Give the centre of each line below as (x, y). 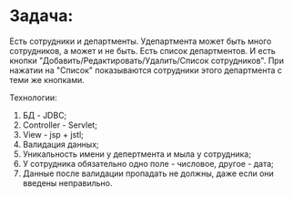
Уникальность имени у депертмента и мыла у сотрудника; (137, 154)
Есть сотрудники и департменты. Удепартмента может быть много (141, 41)
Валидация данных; (61, 144)
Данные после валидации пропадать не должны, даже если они (148, 173)
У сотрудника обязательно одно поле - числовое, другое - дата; (148, 163)
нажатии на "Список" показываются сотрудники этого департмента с (146, 70)
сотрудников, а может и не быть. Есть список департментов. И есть (142, 50)
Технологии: (33, 98)
